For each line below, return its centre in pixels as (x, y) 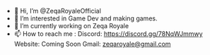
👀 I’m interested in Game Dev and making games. (86, 18)
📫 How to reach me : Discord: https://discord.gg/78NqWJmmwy (108, 34)
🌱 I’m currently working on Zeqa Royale (71, 26)
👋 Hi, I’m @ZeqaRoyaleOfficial (57, 11)
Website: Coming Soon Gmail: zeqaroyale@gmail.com (92, 44)
